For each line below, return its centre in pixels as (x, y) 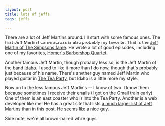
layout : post (19, 10)
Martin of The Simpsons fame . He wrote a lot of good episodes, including (80, 48)
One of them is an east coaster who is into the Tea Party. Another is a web (81, 98)
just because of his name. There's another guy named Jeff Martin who (77, 73)
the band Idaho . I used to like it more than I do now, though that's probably (81, 68)
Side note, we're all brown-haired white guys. (52, 119)
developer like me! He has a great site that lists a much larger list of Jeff (79, 104)
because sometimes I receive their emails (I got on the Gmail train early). (80, 93)
